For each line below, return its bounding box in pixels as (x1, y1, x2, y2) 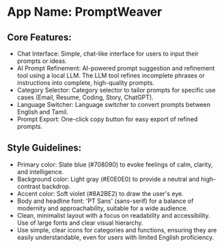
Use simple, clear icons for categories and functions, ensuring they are (16, 225, 217, 234)
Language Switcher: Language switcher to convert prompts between (16, 101, 210, 108)
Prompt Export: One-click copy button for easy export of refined (16, 115, 198, 123)
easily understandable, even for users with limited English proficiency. (16, 233, 214, 241)
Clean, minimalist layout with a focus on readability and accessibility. (16, 211, 210, 219)
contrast (16, 182, 41, 190)
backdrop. (42, 182, 71, 190)
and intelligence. (16, 167, 64, 175)
